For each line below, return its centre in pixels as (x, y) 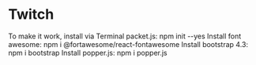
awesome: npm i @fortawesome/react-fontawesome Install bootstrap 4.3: (128, 44)
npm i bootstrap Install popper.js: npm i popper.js (88, 52)
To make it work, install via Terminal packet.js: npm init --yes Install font (125, 36)
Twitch (31, 14)
